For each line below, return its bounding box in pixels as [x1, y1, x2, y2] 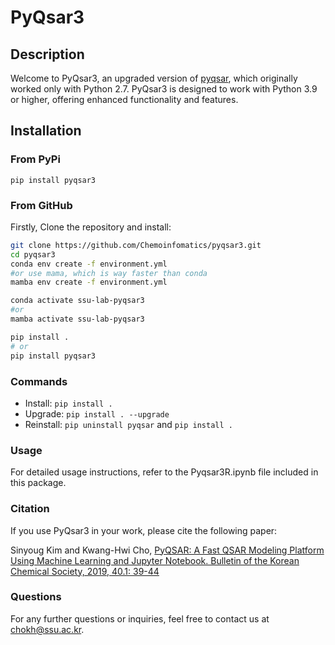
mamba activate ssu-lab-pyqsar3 [10, 314, 145, 325]
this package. [10, 477, 67, 489]
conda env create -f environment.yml [10, 259, 168, 269]
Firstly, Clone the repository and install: [10, 221, 172, 233]
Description [10, 46, 85, 63]
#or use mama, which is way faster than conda [10, 268, 208, 278]
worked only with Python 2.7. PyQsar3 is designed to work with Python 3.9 [10, 83, 318, 95]
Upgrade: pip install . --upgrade [24, 407, 170, 420]
